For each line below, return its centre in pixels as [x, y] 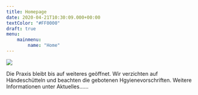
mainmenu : [29, 40]
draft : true [21, 29]
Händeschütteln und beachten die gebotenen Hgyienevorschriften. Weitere [99, 80]
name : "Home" [44, 46]
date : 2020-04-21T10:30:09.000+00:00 [53, 17]
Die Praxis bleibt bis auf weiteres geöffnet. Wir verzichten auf [82, 73]
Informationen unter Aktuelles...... [47, 86]
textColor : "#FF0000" [33, 23]
